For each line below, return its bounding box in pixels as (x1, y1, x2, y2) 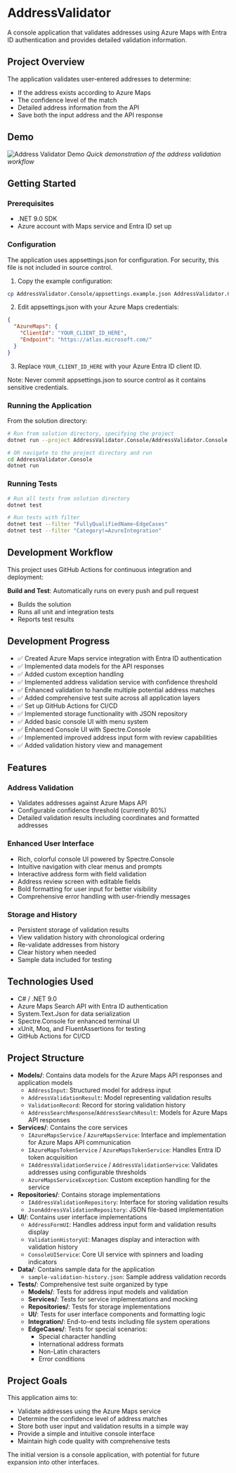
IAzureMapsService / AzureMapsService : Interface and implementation (27, 1130, 227, 1139)
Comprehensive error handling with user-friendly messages (17, 892, 191, 900)
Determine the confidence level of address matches (17, 1415, 168, 1423)
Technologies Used (7, 975, 93, 988)
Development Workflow (7, 547, 114, 559)
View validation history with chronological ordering (17, 933, 165, 941)
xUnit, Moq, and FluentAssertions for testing (17, 1024, 146, 1032)
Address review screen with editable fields (17, 877, 141, 885)
